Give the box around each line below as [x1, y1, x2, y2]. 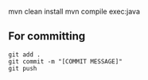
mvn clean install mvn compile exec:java [8, 7, 141, 16]
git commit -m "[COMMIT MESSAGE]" [8, 57, 123, 66]
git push [8, 64, 37, 72]
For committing [8, 29, 86, 43]
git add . [8, 51, 41, 59]
